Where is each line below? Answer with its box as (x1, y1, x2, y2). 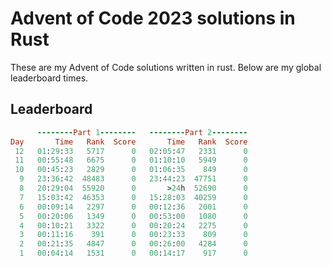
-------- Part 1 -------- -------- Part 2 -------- (36, 127, 248, 137)
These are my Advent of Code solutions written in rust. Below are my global (10, 61, 322, 73)
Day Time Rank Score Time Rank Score (10, 137, 248, 147)
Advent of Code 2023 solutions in (10, 7, 296, 30)
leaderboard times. (10, 72, 89, 84)
